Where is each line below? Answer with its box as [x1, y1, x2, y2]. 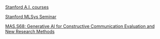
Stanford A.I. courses [5, 4, 49, 10]
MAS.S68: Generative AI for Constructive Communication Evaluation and [5, 23, 155, 29]
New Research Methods [5, 29, 55, 34]
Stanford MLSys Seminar [5, 14, 56, 19]
